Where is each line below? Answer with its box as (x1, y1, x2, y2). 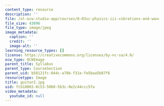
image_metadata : (5, 30, 38, 35)
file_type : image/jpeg (5, 25, 51, 30)
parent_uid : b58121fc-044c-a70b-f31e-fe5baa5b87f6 (5, 71, 110, 76)
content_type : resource (5, 7, 54, 12)
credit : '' (9, 39, 32, 44)
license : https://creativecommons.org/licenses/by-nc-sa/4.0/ (5, 52, 134, 58)
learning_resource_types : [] (5, 48, 64, 53)
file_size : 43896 (5, 21, 41, 26)
